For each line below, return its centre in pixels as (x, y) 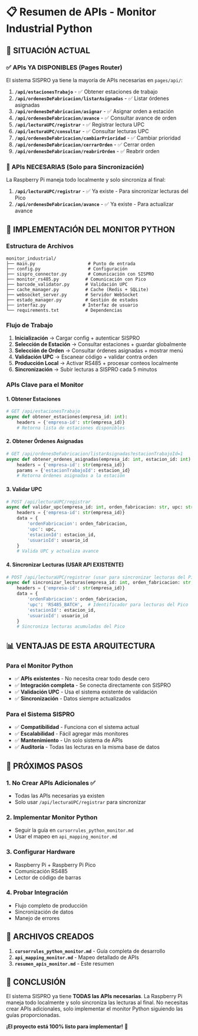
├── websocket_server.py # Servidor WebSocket (72, 295)
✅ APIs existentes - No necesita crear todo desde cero (82, 678)
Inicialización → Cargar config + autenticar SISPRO (77, 338)
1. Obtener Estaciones (33, 399)
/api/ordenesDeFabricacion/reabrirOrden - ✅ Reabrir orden (87, 151)
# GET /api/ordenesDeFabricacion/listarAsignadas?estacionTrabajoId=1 (95, 454)
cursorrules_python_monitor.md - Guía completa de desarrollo (90, 951)
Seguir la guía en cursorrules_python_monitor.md (74, 830)
